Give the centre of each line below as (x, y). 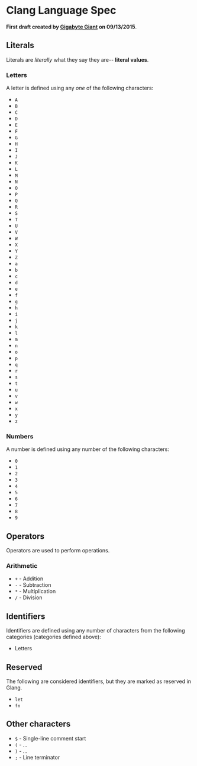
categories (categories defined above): (54, 637)
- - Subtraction (33, 585)
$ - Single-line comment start (50, 738)
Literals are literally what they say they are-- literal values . (77, 59)
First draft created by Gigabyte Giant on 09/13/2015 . (72, 27)
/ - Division (28, 597)
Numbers (20, 436)
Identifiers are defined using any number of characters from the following (96, 631)
